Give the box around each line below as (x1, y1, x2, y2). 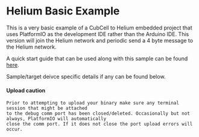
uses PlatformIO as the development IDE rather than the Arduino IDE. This (6, 30, 189, 37)
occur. (6, 126, 23, 133)
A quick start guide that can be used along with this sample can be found (6, 55, 188, 62)
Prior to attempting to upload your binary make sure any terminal (6, 100, 180, 106)
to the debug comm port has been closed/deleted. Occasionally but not (6, 111, 190, 117)
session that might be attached (6, 105, 87, 112)
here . (6, 61, 19, 68)
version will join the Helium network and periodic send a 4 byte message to (6, 37, 194, 44)
